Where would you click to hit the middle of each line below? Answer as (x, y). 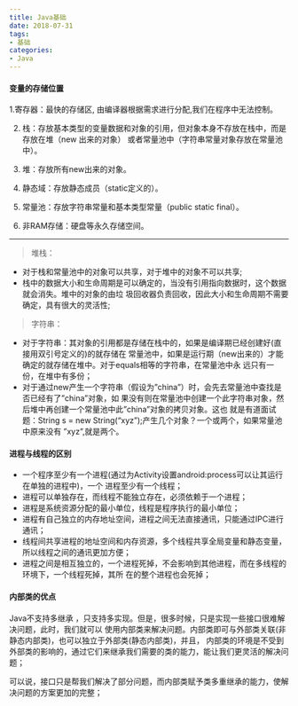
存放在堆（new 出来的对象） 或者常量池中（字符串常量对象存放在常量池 (153, 139)
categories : (31, 51)
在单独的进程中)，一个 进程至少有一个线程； (102, 486)
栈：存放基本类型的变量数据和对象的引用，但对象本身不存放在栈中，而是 (154, 129)
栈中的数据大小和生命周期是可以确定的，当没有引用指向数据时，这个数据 (154, 283)
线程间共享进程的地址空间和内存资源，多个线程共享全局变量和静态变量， (154, 541)
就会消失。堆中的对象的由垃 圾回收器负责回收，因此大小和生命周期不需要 (155, 294)
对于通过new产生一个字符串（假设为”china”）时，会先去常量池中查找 (148, 388)
